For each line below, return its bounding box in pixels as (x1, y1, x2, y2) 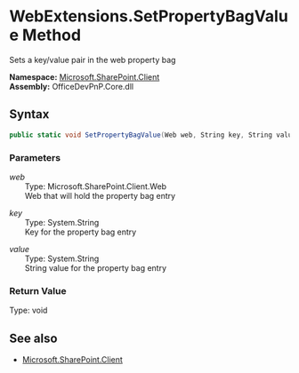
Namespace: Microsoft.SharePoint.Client (9, 71, 160, 82)
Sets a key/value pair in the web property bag (9, 54, 176, 65)
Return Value (9, 284, 67, 297)
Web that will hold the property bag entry (25, 190, 176, 201)
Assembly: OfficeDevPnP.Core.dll (9, 81, 134, 91)
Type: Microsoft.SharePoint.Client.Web (25, 180, 167, 192)
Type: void (9, 305, 48, 316)
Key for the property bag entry (25, 226, 137, 237)
